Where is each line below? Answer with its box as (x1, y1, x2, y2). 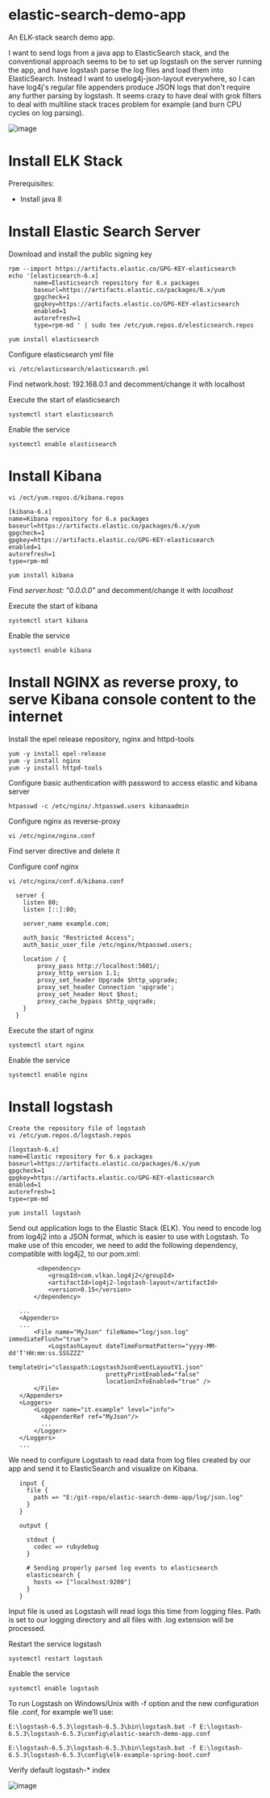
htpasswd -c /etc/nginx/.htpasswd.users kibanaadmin (8, 802, 189, 810)
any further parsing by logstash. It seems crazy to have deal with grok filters (8, 90, 262, 100)
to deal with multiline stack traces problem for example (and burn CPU (8, 99, 242, 109)
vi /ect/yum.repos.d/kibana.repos (8, 494, 125, 502)
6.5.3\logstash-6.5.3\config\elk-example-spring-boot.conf (8, 1750, 211, 1759)
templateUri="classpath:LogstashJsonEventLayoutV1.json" (8, 1363, 204, 1371)
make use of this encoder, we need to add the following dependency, (8, 1240, 238, 1249)
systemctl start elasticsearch (8, 410, 114, 419)
